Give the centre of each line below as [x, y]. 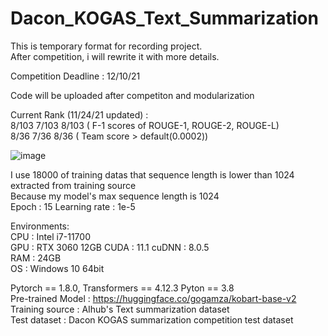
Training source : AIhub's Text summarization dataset [120, 309]
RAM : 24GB [36, 258]
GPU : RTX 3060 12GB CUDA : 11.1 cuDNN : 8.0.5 [110, 247]
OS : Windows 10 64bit [57, 268]
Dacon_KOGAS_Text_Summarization [164, 18]
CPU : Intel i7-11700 [50, 236]
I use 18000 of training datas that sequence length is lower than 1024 [152, 174]
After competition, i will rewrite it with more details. [115, 56]
